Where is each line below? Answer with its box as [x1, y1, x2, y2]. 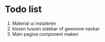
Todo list [5, 4, 42, 15]
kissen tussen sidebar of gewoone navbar [12, 25, 100, 31]
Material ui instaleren [12, 20, 56, 26]
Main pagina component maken [12, 31, 79, 37]
